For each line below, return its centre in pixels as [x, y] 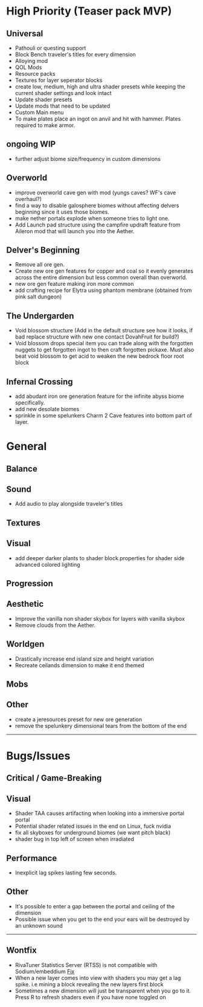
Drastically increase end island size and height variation [84, 659]
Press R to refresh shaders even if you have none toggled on [90, 997]
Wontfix [22, 950]
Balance [22, 468]
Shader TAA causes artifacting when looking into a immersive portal [99, 813]
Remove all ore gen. [40, 265]
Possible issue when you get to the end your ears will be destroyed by [102, 919]
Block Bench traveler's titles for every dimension [75, 54]
